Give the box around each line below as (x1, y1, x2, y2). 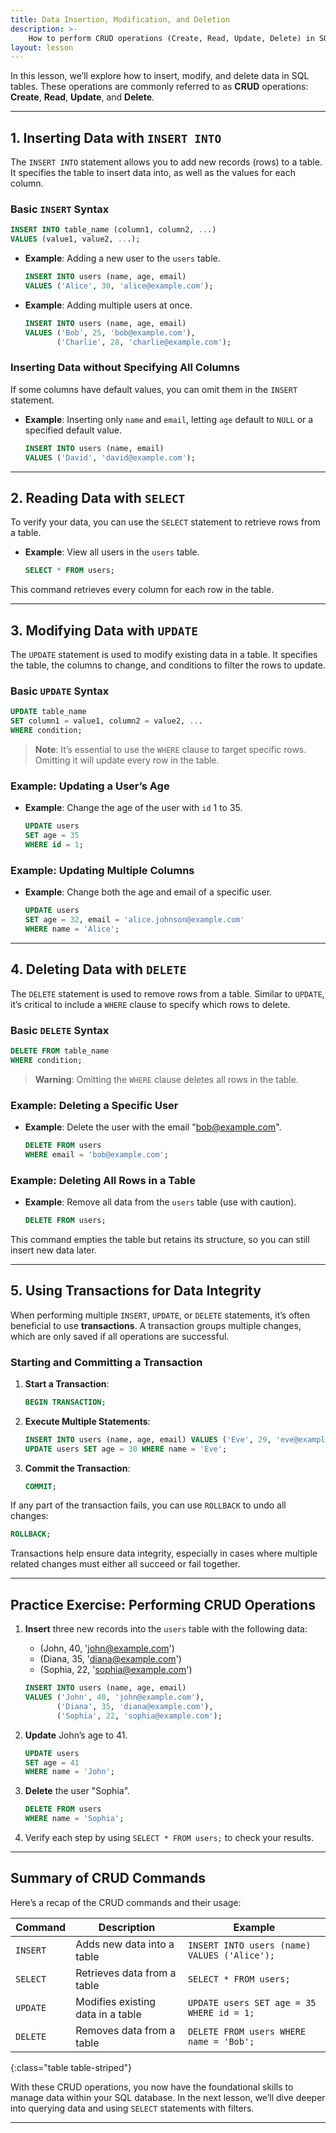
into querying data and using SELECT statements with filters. (10, 2102, 255, 2114)
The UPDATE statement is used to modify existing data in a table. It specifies (10, 649, 318, 661)
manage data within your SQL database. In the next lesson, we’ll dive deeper (10, 2091, 326, 2103)
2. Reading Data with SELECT (10, 489, 186, 506)
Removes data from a (75, 2023, 176, 2037)
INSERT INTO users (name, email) (24, 443, 165, 453)
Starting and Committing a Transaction (10, 1355, 203, 1369)
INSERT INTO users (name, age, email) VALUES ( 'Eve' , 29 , (24, 1434, 272, 1445)
